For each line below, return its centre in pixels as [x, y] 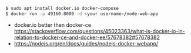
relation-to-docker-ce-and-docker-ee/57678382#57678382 [87, 37]
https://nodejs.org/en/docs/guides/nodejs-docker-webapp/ [86, 43]
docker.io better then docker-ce [53, 25]
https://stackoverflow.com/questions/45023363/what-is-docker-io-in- [100, 31]
